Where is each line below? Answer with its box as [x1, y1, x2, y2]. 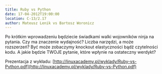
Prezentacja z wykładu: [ [5, 59, 54, 64]
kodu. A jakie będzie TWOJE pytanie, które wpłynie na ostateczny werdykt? [5, 49, 156, 55]
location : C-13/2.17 [5, 16, 47, 21]
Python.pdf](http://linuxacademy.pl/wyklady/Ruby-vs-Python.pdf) [5, 64, 137, 70]
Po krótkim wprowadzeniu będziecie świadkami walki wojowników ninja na [5, 34, 154, 40]
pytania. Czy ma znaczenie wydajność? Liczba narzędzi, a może [5, 39, 134, 45]
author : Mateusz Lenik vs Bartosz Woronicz [5, 20, 95, 26]
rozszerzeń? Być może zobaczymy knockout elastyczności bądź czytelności [5, 44, 158, 50]
